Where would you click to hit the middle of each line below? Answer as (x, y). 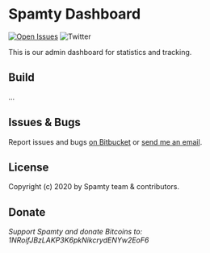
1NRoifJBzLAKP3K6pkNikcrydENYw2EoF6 (79, 240)
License (29, 167)
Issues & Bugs (44, 122)
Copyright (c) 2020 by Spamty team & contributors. (94, 187)
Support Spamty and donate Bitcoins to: (76, 232)
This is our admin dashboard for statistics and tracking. (100, 52)
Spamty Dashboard (75, 14)
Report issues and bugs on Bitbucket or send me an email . (105, 141)
